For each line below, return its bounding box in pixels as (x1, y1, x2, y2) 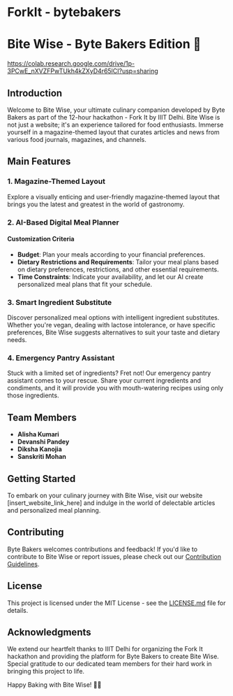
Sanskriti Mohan (17, 453, 66, 461)
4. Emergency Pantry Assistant (7, 353, 115, 362)
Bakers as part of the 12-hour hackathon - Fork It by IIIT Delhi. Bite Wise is (7, 113, 220, 121)
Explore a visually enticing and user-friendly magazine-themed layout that (7, 192, 220, 201)
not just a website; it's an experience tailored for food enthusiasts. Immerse (7, 120, 224, 129)
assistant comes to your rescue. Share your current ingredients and (7, 376, 201, 385)
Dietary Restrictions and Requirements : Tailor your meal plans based (17, 257, 219, 266)
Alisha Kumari (17, 430, 59, 439)
